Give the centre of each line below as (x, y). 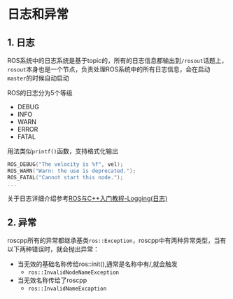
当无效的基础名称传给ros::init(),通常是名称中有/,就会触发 (98, 264)
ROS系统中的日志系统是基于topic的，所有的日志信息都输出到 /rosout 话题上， (118, 61)
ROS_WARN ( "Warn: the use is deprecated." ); (72, 171)
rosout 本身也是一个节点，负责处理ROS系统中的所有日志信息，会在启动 (109, 69)
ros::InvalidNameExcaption (67, 289)
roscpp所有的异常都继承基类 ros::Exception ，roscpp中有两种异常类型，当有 (117, 241)
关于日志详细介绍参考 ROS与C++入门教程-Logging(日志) (87, 198)
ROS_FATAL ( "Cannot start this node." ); (65, 177)
